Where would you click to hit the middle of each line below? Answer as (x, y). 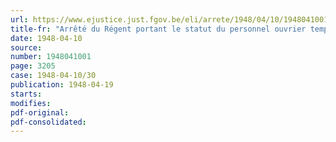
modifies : (31, 103)
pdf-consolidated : (48, 122)
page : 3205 (33, 66)
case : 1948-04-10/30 (53, 76)
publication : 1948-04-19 (62, 85)
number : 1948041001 (51, 57)
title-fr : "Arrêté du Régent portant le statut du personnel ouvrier (158, 29)
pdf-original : (40, 112)
